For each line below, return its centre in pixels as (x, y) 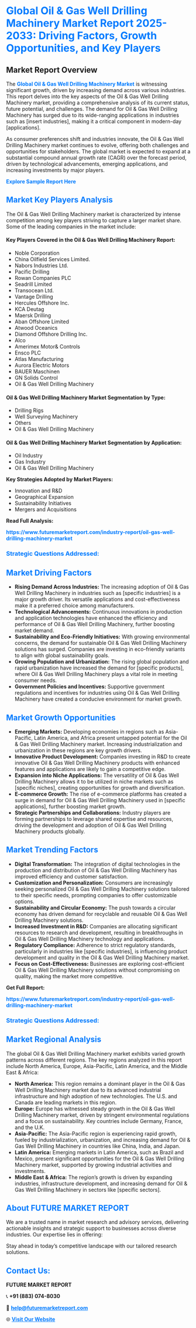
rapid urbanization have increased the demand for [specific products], (99, 668)
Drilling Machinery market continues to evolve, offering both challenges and (97, 145)
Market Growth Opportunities (61, 717)
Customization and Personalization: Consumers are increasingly (93, 883)
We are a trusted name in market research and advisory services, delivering (97, 1222)
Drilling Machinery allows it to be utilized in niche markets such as (94, 781)
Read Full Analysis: (30, 521)
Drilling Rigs (29, 410)
